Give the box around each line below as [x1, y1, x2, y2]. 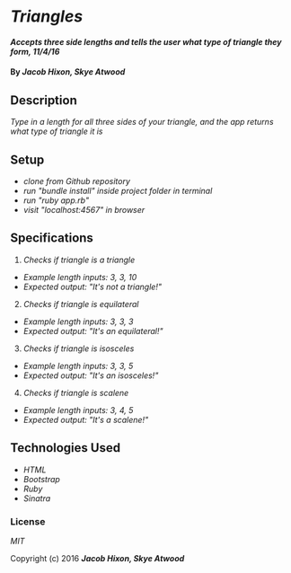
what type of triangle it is [10, 126, 103, 137]
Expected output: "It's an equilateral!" [22, 325, 164, 336]
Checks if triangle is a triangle [22, 254, 136, 265]
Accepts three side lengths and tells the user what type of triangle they [10, 36, 282, 47]
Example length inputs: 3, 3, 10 [22, 271, 137, 282]
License [10, 515, 46, 527]
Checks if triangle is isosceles [22, 343, 135, 354]
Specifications [10, 231, 93, 246]
